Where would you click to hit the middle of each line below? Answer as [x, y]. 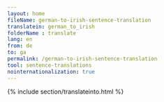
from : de [20, 46]
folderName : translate [42, 33]
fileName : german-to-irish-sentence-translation [79, 20]
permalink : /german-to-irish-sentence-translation [82, 59]
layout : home [26, 14]
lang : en [20, 40]
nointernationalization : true [51, 71]
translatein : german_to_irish [51, 26]
